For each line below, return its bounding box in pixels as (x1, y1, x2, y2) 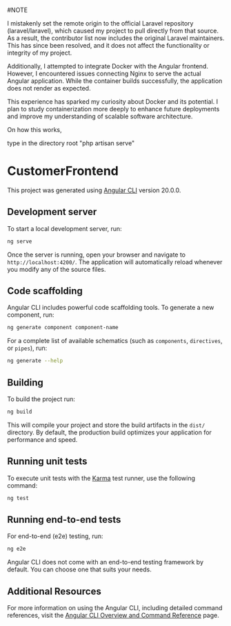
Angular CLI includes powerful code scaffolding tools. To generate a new (7, 304, 214, 312)
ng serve (7, 238, 32, 245)
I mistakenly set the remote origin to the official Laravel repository (7, 19, 194, 27)
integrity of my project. (7, 48, 72, 57)
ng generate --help (7, 358, 63, 365)
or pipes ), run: (7, 344, 48, 352)
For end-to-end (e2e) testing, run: (7, 532, 103, 540)
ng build (7, 408, 32, 415)
